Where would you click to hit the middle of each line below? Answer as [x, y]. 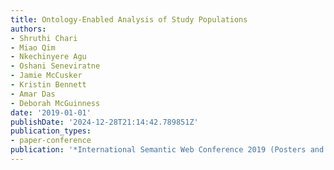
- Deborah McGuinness [55, 103]
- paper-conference [51, 141]
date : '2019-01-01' [51, 112]
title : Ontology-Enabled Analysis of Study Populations [129, 19]
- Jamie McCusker [46, 76]
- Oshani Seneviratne [55, 66]
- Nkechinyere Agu [48, 57]
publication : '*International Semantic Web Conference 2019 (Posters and [167, 150]
